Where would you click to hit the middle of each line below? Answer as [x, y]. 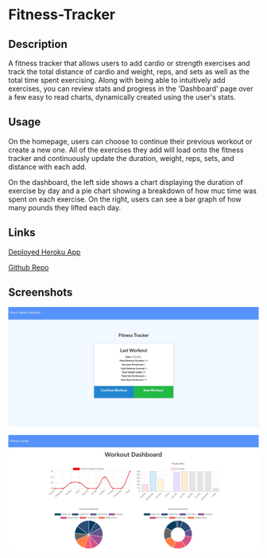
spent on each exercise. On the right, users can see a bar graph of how [125, 199]
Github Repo [29, 267]
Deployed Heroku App [44, 252]
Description [38, 44]
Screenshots [41, 293]
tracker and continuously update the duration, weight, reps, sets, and [121, 158]
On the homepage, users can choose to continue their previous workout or [130, 141]
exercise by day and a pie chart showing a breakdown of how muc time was [132, 191]
